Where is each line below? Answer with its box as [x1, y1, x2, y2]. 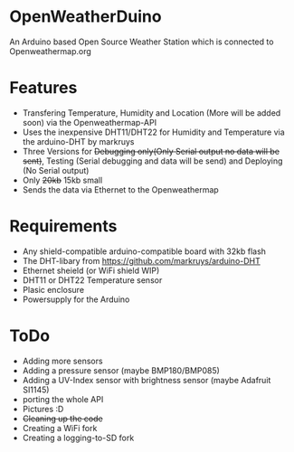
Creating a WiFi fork [22, 422, 98, 433]
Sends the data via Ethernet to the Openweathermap [22, 184, 219, 195]
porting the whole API [22, 393, 104, 404]
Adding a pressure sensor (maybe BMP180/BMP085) [22, 364, 220, 376]
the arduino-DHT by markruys [22, 136, 135, 146]
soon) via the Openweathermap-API [22, 117, 156, 127]
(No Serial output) [22, 165, 90, 175]
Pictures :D [22, 403, 64, 414]
